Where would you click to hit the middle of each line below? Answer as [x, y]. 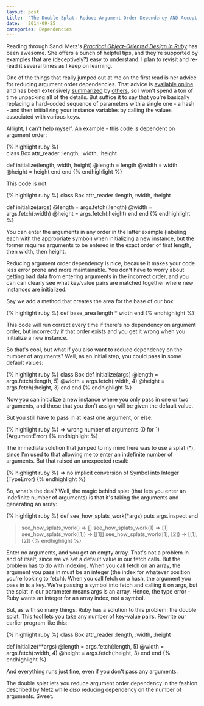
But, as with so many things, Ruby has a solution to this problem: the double [101, 610]
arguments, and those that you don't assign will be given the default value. [100, 406]
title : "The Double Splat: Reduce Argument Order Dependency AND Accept [102, 18]
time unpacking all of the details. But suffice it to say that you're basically [98, 97]
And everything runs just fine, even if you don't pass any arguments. [92, 671]
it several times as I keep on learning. [66, 66]
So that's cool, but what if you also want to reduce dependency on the [94, 350]
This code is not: [27, 183]
